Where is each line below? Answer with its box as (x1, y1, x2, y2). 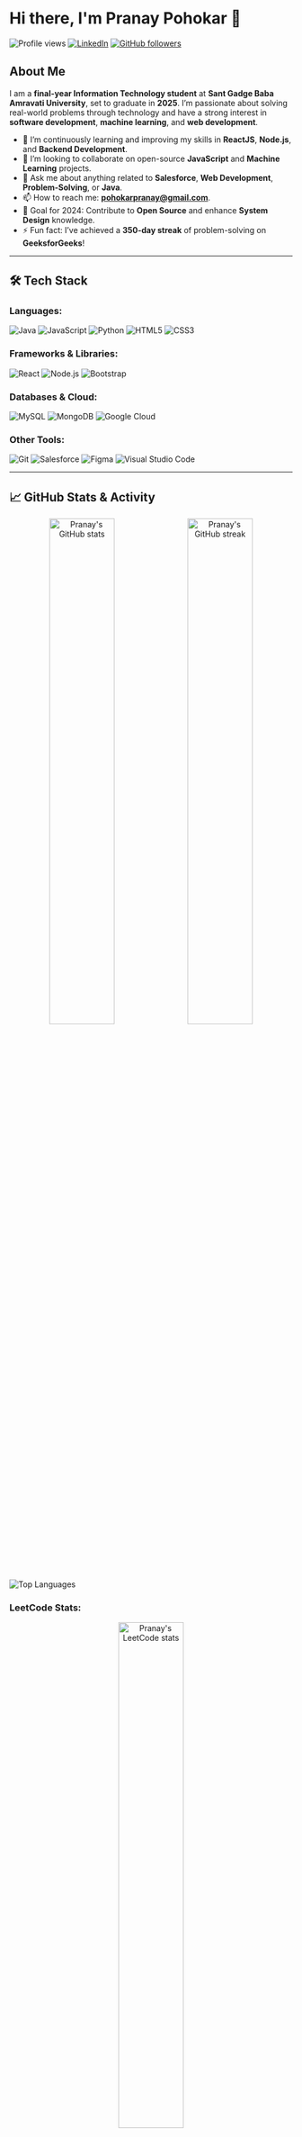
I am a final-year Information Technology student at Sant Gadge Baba (9, 87, 274, 98)
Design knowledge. (22, 214, 95, 225)
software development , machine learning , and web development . (9, 116, 259, 127)
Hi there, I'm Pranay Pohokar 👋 (9, 8, 242, 29)
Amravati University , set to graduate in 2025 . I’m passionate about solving (9, 97, 288, 108)
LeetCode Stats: (9, 1601, 82, 1614)
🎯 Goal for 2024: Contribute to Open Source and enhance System (22, 204, 269, 215)
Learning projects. (22, 162, 92, 174)
